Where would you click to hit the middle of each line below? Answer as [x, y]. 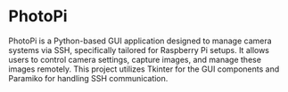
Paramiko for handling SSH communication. [88, 78]
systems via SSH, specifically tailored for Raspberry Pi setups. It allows [139, 50]
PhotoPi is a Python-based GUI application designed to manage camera [140, 41]
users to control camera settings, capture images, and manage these [135, 59]
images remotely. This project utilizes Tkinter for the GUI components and [144, 69]
